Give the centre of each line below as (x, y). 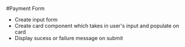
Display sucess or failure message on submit (69, 38)
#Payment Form (26, 8)
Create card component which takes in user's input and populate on (97, 26)
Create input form (36, 19)
